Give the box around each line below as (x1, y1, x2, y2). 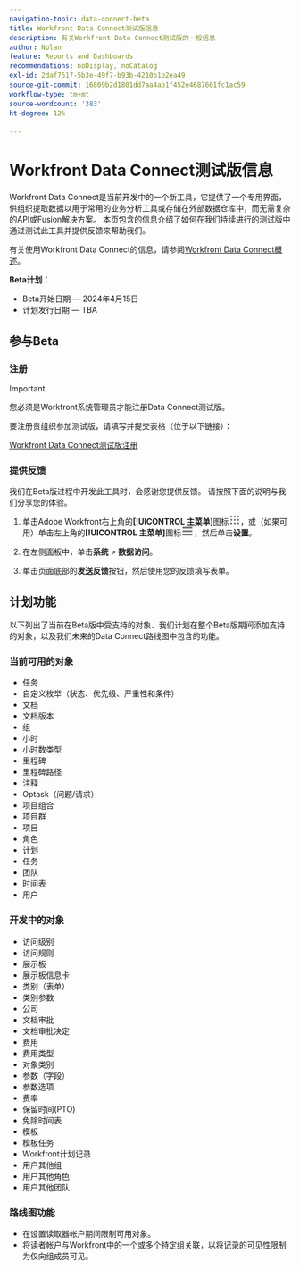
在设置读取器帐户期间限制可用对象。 (21, 1228, 156, 1239)
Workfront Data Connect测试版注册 (9, 439, 138, 450)
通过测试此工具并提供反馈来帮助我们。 (9, 225, 150, 236)
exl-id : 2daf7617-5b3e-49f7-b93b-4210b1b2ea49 (9, 71, 186, 80)
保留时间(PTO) (21, 1104, 76, 1114)
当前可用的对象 (9, 655, 74, 668)
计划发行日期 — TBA (21, 305, 98, 315)
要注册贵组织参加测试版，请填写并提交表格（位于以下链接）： (9, 420, 232, 431)
